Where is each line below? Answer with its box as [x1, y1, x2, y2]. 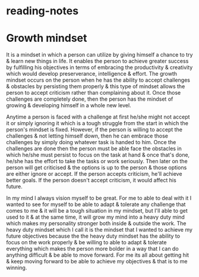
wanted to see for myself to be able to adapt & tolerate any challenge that [6, 201, 186, 208]
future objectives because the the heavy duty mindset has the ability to [6, 232, 180, 239]
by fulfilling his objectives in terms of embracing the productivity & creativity [6, 64, 193, 71]
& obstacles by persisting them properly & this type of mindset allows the [6, 83, 185, 90]
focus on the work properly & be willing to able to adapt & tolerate [6, 239, 167, 246]
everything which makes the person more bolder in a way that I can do [6, 245, 179, 253]
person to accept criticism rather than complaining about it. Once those [6, 89, 181, 97]
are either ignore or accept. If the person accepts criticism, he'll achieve [6, 170, 182, 178]
